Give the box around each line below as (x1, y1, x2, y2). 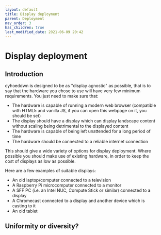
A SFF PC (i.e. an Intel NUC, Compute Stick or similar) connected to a (12, 187, 151, 193)
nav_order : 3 (5, 20, 32, 26)
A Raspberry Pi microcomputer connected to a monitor (12, 183, 122, 188)
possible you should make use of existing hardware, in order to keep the (5, 153, 149, 159)
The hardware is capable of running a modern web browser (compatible (12, 102, 156, 108)
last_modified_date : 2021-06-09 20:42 (5, 30, 83, 34)
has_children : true (5, 25, 45, 30)
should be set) (12, 113, 41, 118)
